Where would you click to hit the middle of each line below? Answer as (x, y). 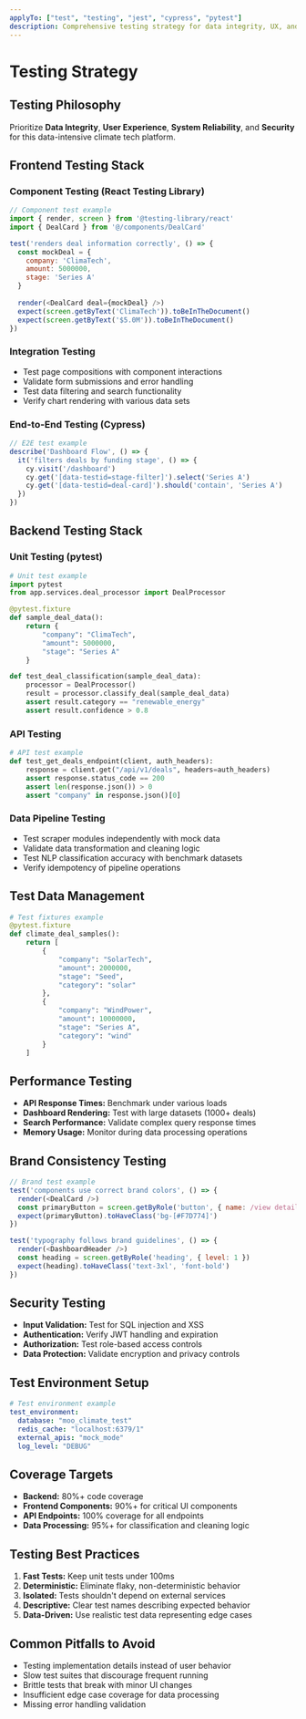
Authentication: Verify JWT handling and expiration (120, 1335)
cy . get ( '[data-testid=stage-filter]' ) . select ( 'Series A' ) (138, 477)
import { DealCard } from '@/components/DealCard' (107, 227)
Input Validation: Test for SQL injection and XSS (113, 1325)
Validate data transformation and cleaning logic (111, 848)
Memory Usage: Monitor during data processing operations (135, 1133)
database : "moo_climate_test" (75, 1421)
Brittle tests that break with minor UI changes (107, 1684)
